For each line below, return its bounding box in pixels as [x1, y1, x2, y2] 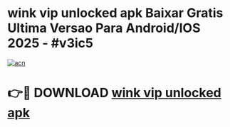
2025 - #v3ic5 [7, 35, 94, 51]
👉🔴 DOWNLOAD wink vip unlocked [7, 85, 222, 101]
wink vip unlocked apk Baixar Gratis [7, 5, 224, 21]
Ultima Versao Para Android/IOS [7, 20, 201, 36]
